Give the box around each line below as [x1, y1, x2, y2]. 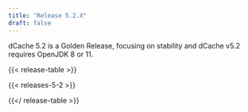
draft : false [8, 19, 52, 27]
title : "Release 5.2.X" [8, 11, 87, 20]
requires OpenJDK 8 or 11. [8, 49, 94, 59]
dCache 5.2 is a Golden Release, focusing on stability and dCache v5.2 [8, 41, 241, 50]
